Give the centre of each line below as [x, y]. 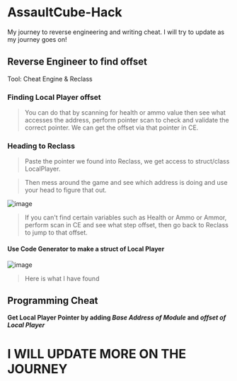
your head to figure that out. [66, 190]
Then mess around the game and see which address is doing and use [126, 183]
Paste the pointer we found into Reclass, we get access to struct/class [127, 161]
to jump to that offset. [56, 233]
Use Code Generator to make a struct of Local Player [86, 249]
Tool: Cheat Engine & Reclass [50, 79]
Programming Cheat [53, 301]
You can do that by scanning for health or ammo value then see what [125, 113]
